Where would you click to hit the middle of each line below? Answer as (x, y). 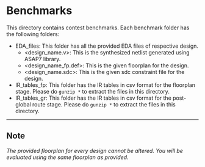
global (23, 104)
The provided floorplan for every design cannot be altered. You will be (95, 150)
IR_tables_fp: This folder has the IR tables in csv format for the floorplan (105, 85)
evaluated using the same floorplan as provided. (68, 157)
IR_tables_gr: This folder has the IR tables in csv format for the (93, 98)
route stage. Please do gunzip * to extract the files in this (104, 104)
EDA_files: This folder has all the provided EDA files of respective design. (107, 46)
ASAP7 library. (42, 59)
